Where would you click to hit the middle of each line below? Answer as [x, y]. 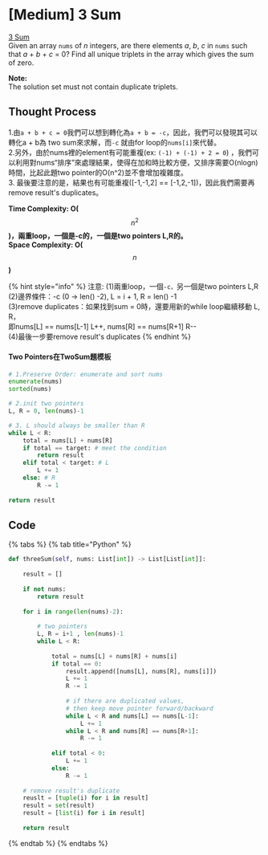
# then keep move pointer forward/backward [140, 708]
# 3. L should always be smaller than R [77, 425]
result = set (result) [59, 806]
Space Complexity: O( [46, 245]
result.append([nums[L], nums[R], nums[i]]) [141, 671]
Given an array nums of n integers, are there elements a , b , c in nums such [128, 45]
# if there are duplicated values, [125, 701]
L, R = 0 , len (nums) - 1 [46, 411]
